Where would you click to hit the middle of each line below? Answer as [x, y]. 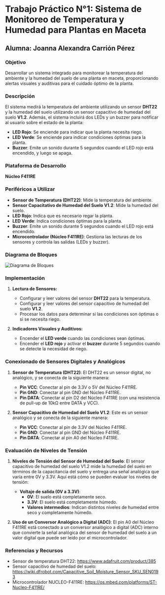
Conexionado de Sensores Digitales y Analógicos [65, 362]
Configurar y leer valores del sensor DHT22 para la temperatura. [85, 298]
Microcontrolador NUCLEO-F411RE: [48, 582]
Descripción [20, 96]
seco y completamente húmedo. [60, 512]
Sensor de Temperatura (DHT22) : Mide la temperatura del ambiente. [82, 200]
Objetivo [16, 62]
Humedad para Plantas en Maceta [76, 30]
